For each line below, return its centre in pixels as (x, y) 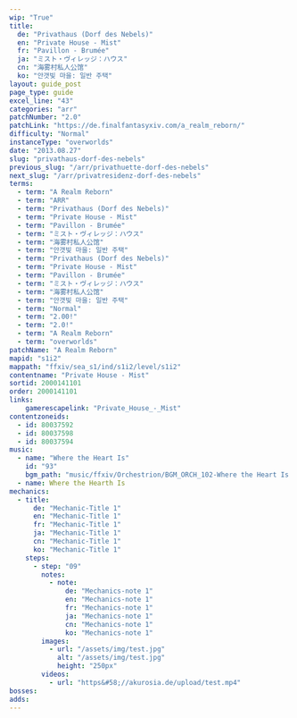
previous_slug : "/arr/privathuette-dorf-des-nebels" (109, 167)
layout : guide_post (45, 84)
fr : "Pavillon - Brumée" (63, 51)
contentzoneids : (39, 417)
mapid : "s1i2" (36, 359)
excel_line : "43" (41, 101)
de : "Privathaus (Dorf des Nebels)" (85, 34)
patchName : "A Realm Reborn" (63, 350)
